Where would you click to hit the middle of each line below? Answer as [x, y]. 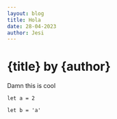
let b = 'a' [24, 111]
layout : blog [26, 13]
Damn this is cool [31, 86]
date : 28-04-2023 [32, 26]
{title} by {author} [59, 67]
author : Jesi [26, 33]
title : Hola [24, 20]
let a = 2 [21, 98]
